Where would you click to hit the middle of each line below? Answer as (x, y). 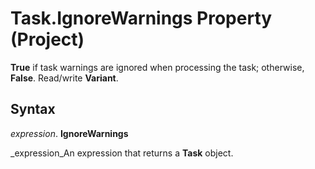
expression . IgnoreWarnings (69, 133)
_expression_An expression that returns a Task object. (122, 153)
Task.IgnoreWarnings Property (141, 18)
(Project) (47, 39)
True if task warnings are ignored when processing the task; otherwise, (157, 67)
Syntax (33, 109)
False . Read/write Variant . (64, 78)
